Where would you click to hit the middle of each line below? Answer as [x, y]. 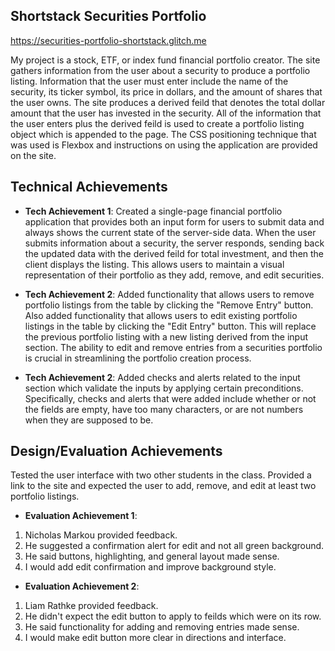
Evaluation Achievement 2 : [82, 586]
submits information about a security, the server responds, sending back [174, 243]
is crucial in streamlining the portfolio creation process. [138, 358]
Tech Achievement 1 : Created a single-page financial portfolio [153, 211]
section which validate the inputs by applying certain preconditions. [164, 388]
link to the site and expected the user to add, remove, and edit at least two [163, 486]
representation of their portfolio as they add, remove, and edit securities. [174, 275]
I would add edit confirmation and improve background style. [150, 567]
